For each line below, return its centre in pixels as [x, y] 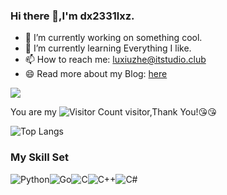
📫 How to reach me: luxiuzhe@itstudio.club [115, 60]
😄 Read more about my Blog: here [96, 74]
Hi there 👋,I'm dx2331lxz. [72, 16]
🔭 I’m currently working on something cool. [113, 38]
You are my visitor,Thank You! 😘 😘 [113, 112]
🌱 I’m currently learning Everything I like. [108, 48]
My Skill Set [39, 157]
